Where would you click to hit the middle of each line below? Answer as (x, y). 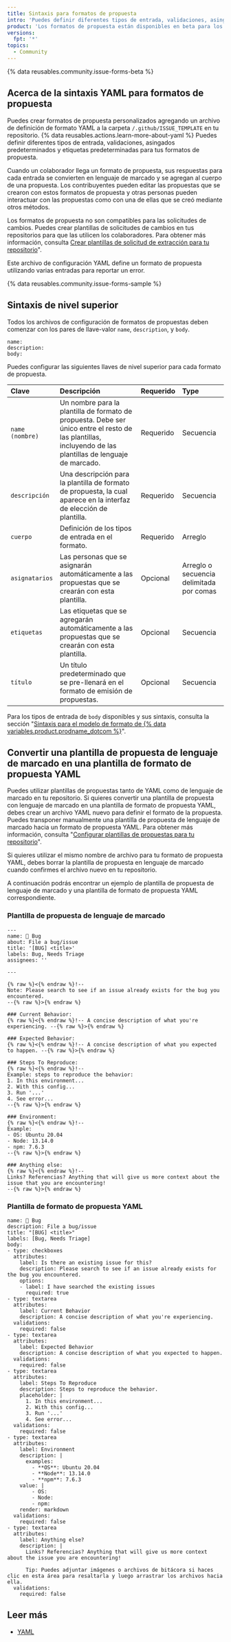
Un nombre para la (90, 402)
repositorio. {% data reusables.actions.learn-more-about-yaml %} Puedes (112, 135)
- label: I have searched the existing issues (87, 1287)
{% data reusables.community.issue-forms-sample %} (84, 284)
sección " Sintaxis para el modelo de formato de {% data (87, 724)
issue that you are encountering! (57, 1183)
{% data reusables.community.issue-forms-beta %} (80, 71)
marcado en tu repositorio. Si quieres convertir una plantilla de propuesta (111, 798)
